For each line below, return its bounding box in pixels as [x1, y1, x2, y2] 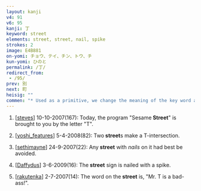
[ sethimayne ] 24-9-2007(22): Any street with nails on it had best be [14, 143, 183, 150]
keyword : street [6, 31, 47, 37]
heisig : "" [6, 92, 33, 98]
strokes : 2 [6, 42, 33, 48]
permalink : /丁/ [6, 64, 46, 70]
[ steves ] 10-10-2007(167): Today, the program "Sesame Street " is [14, 114, 176, 121]
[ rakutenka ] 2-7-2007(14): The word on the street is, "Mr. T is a [14, 172, 172, 180]
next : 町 [6, 87, 27, 93]
